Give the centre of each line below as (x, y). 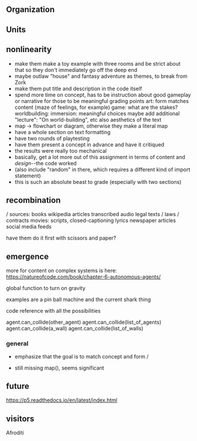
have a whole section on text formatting (62, 132)
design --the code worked (46, 163)
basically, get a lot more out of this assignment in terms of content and (100, 157)
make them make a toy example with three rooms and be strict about (97, 63)
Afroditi (15, 433)
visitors (20, 418)
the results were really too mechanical (61, 151)
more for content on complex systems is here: (62, 271)
